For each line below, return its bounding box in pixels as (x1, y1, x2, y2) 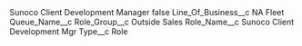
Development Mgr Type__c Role (9, 26, 129, 37)
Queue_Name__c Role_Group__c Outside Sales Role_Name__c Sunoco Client (9, 16, 295, 27)
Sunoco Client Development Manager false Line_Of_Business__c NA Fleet (9, 7, 285, 17)
